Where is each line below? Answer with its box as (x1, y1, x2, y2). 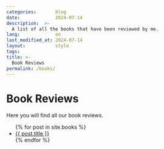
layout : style (6, 43, 69, 49)
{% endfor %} (15, 136, 50, 144)
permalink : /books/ (6, 65, 56, 72)
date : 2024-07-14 (6, 15, 83, 21)
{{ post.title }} (15, 130, 50, 137)
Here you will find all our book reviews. (6, 112, 104, 119)
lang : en (6, 32, 61, 38)
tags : (6, 49, 20, 55)
